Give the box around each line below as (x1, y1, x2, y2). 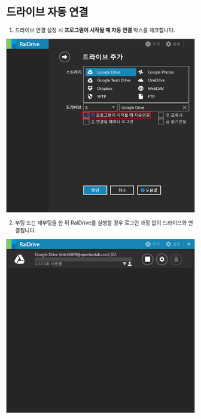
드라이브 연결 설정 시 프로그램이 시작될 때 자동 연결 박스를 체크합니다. (14, 26, 175, 34)
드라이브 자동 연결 (6, 5, 89, 19)
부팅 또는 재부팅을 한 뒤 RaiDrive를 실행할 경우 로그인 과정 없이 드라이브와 (14, 219, 187, 226)
